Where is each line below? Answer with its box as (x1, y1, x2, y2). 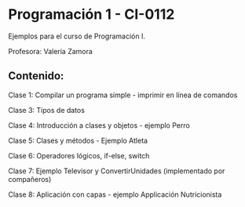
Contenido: (8, 69, 64, 83)
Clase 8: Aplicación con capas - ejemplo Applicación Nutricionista (8, 190, 222, 199)
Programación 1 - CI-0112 (8, 5, 175, 24)
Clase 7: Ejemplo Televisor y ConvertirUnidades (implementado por (8, 166, 225, 176)
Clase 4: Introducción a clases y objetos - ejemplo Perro (8, 120, 190, 130)
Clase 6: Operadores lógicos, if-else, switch (8, 151, 150, 160)
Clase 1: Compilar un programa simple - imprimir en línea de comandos (8, 90, 238, 100)
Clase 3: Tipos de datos (8, 105, 85, 114)
